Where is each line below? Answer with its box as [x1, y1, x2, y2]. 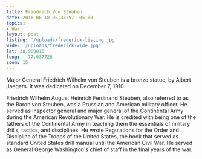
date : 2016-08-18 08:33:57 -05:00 [6, 15, 94, 21]
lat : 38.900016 [6, 48, 45, 54]
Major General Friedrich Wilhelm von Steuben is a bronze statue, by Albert [6, 76, 192, 83]
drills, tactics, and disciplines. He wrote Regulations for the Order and [6, 126, 180, 134]
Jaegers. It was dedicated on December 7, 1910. [6, 82, 126, 89]
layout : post [6, 31, 39, 37]
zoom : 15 [6, 59, 28, 65]
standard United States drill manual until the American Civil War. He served [6, 139, 193, 146]
